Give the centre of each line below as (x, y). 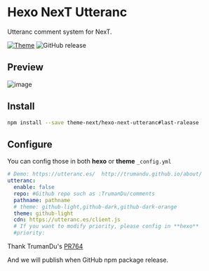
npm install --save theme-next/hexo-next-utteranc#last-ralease (103, 123)
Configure (30, 144)
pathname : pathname (42, 200)
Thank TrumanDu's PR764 (45, 246)
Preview (26, 67)
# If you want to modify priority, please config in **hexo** (106, 226)
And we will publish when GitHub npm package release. (88, 260)
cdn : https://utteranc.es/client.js (67, 220)
